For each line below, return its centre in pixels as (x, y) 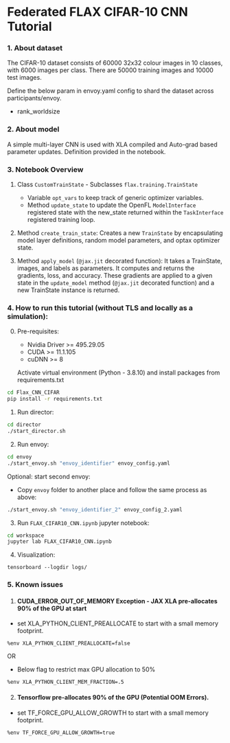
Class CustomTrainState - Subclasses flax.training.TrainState (107, 185)
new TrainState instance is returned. (68, 290)
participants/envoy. (34, 98)
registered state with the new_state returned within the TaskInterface (125, 212)
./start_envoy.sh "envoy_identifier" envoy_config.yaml (89, 463)
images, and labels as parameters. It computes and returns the (106, 268)
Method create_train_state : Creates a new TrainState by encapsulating (120, 233)
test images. (25, 78)
